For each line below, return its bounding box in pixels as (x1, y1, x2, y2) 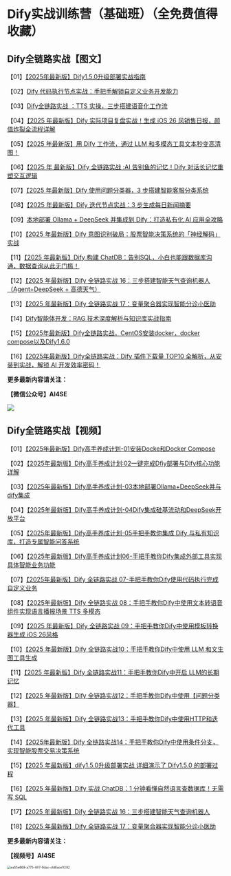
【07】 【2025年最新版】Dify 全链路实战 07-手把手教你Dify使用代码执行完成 (7, 575, 219, 584)
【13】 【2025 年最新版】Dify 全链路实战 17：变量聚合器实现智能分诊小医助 (7, 300, 217, 308)
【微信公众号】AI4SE (7, 390, 67, 398)
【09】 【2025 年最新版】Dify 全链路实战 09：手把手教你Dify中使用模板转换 (7, 621, 219, 630)
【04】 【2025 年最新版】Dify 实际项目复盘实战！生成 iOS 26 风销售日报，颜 (7, 116, 221, 125)
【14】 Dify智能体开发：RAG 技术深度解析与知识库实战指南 (7, 314, 172, 322)
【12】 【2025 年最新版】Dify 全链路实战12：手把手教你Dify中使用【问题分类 (7, 691, 220, 699)
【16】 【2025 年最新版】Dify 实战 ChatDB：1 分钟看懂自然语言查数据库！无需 (7, 784, 224, 792)
